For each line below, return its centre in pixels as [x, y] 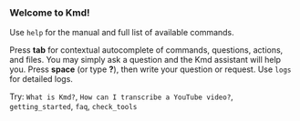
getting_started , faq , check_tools [73, 106]
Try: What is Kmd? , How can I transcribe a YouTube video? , [122, 96]
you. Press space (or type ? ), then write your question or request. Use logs [150, 69]
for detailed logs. [41, 79]
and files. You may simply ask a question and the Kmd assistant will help [145, 60]
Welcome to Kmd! [50, 13]
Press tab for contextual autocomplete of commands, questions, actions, [146, 50]
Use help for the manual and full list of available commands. [122, 33]
